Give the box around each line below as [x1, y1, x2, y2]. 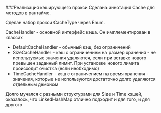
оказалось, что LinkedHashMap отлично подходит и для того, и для [5, 96, 150, 102]
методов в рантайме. [5, 10, 51, 16]
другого [5, 102, 23, 107]
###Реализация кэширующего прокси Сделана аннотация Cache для [5, 5, 155, 10]
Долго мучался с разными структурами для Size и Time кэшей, [5, 91, 143, 97]
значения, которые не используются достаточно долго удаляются [12, 76, 156, 82]
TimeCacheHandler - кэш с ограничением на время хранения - [12, 71, 149, 77]
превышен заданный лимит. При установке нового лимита [12, 60, 140, 66]
